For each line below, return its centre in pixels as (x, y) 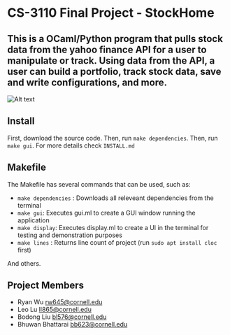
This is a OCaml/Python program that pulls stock (115, 39)
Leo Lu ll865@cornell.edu (55, 310)
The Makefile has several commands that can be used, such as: (99, 184)
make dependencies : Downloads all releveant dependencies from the (116, 198)
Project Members (46, 286)
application (34, 220)
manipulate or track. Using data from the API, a (111, 60)
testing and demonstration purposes (70, 235)
